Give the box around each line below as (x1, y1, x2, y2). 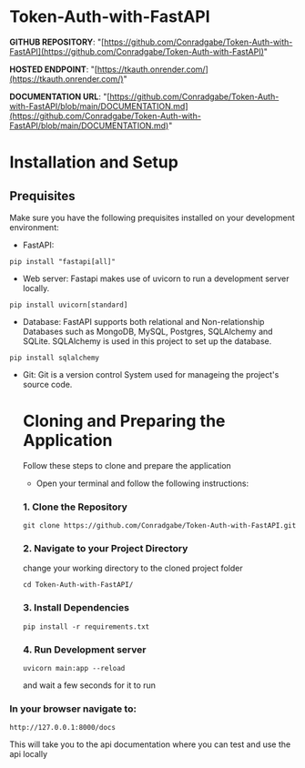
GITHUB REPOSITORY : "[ (9, 36, 105, 47)
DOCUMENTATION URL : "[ (9, 91, 111, 102)
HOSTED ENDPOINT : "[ (9, 64, 98, 75)
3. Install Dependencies (22, 601, 130, 614)
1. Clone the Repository (22, 500, 127, 513)
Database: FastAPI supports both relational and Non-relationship (22, 316, 265, 327)
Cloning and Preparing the (22, 411, 226, 431)
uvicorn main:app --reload (22, 664, 126, 673)
